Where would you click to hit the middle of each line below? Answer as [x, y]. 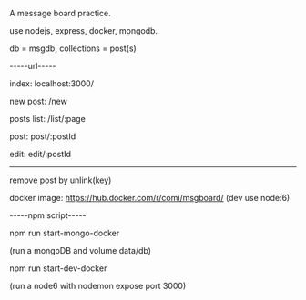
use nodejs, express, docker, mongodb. [83, 30]
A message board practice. [60, 13]
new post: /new [39, 101]
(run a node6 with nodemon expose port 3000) [98, 286]
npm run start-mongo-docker [65, 233]
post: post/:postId [43, 136]
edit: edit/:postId [40, 154]
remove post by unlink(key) [61, 180]
